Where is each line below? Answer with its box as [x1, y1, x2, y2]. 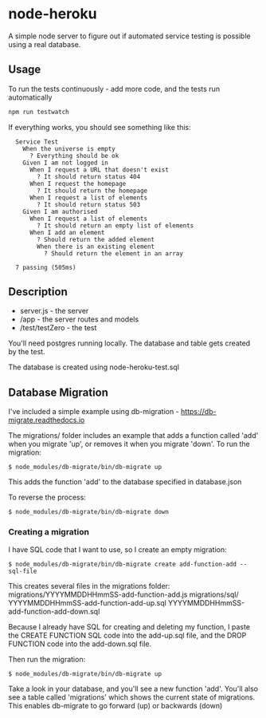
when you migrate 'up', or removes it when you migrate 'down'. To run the [8, 440, 251, 449]
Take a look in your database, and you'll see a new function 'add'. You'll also [8, 684, 259, 693]
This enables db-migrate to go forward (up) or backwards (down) [8, 700, 223, 710]
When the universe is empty [22, 144, 115, 152]
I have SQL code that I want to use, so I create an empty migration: [8, 544, 227, 554]
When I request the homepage [29, 179, 127, 187]
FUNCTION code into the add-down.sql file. [8, 639, 152, 649]
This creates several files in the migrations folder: [8, 581, 170, 590]
